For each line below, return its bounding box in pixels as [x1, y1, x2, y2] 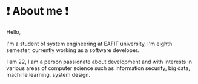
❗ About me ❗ [6, 4, 68, 18]
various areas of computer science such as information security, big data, [6, 64, 191, 72]
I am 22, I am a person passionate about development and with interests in [6, 58, 193, 65]
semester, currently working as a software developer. [6, 46, 139, 54]
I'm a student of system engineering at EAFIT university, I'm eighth [6, 40, 173, 47]
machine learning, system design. [6, 71, 91, 78]
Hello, [6, 28, 21, 36]
